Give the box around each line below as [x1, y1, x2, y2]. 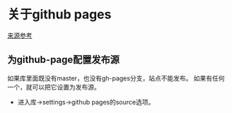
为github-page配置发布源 [7, 54, 120, 66]
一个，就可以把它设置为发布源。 [7, 83, 100, 91]
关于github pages [7, 6, 112, 23]
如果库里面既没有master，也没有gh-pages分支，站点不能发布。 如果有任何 [7, 73, 225, 82]
